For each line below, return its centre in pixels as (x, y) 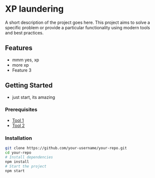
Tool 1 (18, 120)
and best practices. (24, 33)
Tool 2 (18, 125)
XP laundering (34, 9)
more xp (20, 65)
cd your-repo (18, 153)
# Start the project (26, 166)
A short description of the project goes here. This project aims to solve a (77, 22)
